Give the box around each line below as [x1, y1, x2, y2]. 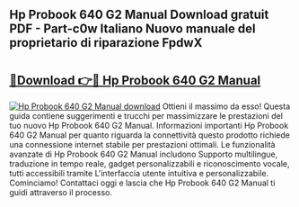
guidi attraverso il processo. [9, 187, 112, 197]
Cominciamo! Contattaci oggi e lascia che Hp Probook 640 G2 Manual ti [9, 177, 276, 188]
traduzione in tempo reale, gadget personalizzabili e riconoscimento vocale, [9, 158, 290, 169]
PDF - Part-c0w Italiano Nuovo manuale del [9, 22, 256, 37]
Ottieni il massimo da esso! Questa [162, 101, 291, 112]
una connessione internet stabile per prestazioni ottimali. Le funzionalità [9, 139, 276, 149]
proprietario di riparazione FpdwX [9, 35, 203, 50]
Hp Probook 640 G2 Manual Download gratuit [9, 7, 269, 22]
